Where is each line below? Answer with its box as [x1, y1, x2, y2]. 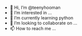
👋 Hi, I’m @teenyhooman [9, 5, 61, 10]
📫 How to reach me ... [9, 26, 56, 31]
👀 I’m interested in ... [9, 10, 52, 16]
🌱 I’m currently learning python [9, 15, 74, 20]
